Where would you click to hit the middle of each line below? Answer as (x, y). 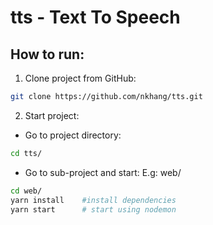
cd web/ (26, 191)
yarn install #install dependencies (93, 200)
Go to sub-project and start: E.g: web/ (103, 172)
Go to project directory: (73, 135)
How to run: (47, 54)
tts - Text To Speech (95, 17)
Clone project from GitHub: (80, 78)
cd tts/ (26, 153)
